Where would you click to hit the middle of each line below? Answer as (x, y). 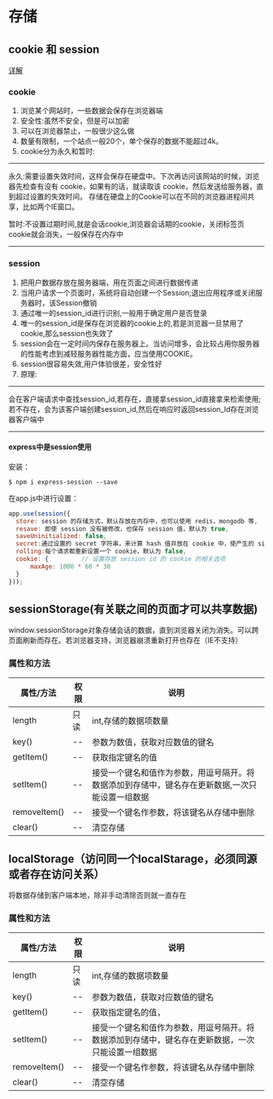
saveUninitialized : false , (61, 536)
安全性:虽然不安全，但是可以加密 (75, 121)
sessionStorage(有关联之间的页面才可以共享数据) (133, 609)
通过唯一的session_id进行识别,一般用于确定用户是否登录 (114, 313)
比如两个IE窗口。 (51, 207)
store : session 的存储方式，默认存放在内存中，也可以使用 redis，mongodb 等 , (137, 521)
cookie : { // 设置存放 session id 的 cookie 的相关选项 (121, 559)
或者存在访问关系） (56, 875)
